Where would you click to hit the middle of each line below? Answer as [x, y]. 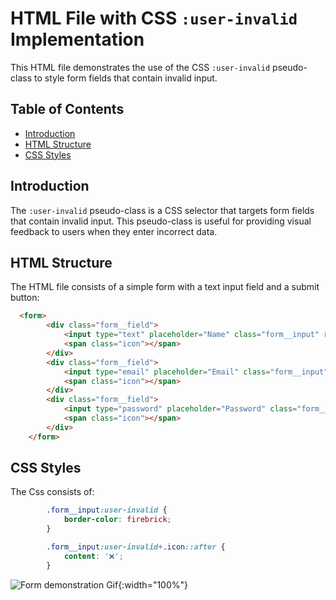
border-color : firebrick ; [117, 520]
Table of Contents [67, 109]
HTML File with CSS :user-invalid [154, 18]
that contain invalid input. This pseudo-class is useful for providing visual [161, 221]
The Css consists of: [52, 492]
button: [25, 298]
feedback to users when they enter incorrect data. [114, 231]
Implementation [77, 39]
